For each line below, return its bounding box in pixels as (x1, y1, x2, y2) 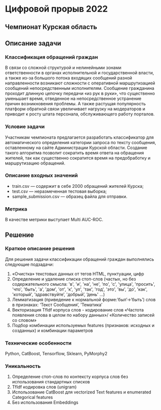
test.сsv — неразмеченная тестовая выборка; (12, 188, 107, 194)
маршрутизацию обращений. (5, 160, 66, 166)
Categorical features (12, 394, 53, 400)
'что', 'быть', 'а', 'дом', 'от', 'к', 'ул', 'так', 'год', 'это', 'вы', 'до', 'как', (12, 286, 147, 292)
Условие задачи (5, 123, 45, 130)
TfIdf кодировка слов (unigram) (12, 384, 77, 390)
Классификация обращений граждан (5, 53, 98, 60)
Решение (5, 230, 34, 239)
